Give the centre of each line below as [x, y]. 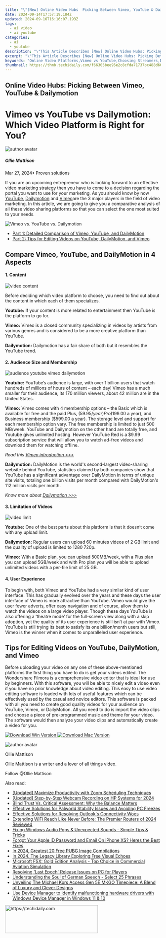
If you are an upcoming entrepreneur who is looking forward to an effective [82, 183]
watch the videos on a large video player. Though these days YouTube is [79, 611]
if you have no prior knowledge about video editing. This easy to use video [81, 689]
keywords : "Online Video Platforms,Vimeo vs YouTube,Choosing [70, 61]
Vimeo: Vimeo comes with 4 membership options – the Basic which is [76, 408]
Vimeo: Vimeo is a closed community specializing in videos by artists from [81, 325]
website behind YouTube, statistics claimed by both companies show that [80, 470]
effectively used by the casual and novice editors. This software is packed [81, 699]
